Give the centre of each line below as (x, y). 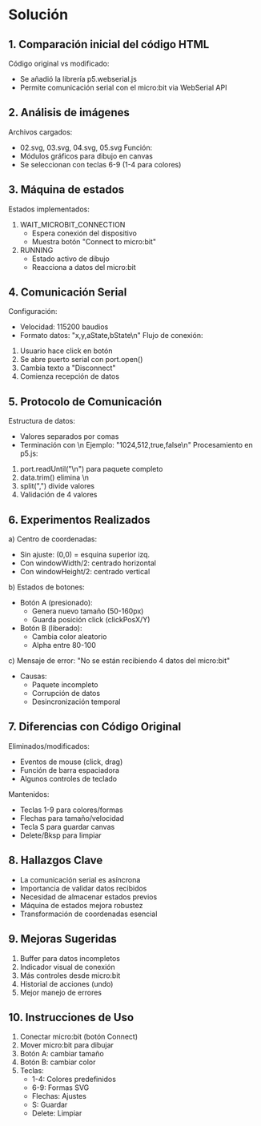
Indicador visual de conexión (67, 967)
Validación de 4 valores (58, 495)
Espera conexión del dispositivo (84, 233)
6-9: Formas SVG (60, 1088)
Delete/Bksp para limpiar (60, 835)
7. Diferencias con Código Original (95, 727)
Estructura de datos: (42, 421)
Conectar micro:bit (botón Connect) (79, 1037)
